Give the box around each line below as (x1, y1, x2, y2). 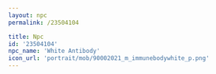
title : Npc (8, 33, 44, 41)
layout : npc (8, 11, 47, 19)
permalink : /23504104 (8, 19, 80, 26)
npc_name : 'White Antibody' (8, 48, 101, 55)
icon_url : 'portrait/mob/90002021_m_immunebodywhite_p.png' (8, 55, 210, 62)
